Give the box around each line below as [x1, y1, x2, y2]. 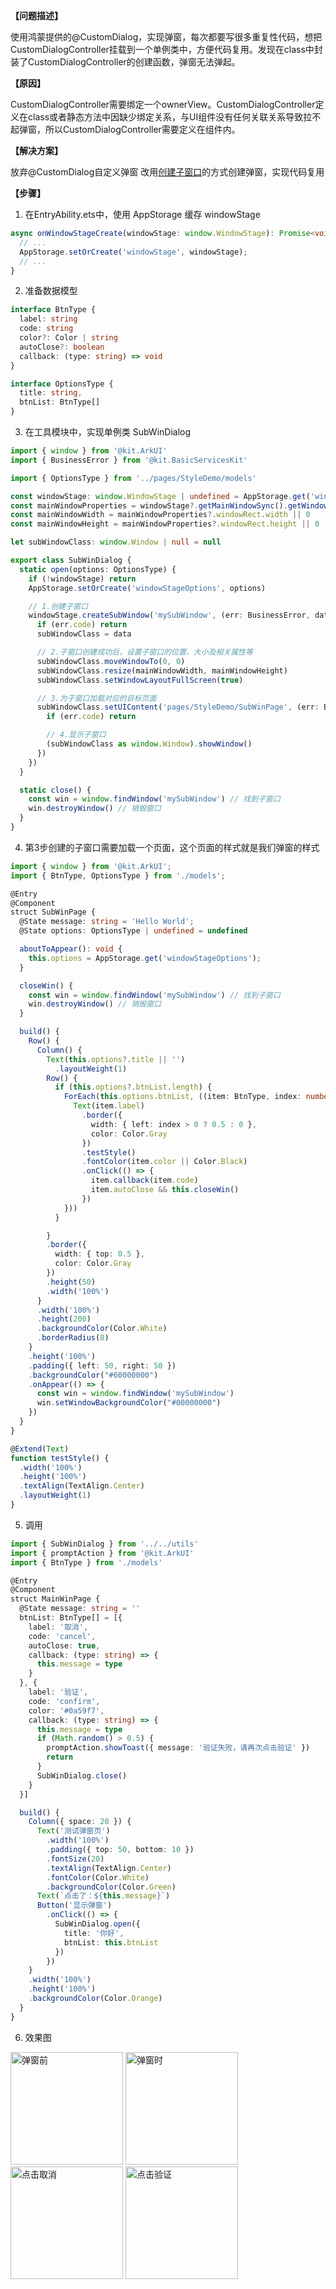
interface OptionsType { [10, 379, 114, 389]
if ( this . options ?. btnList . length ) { [54, 1082, 213, 1093]
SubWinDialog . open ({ [54, 1919, 141, 1929]
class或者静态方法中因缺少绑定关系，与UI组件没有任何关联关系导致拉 [27, 111, 313, 123]
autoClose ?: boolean [19, 342, 105, 352]
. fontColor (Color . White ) [46, 1872, 150, 1883]
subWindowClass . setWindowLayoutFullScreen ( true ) [36, 675, 244, 685]
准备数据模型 [24, 285, 78, 297]
